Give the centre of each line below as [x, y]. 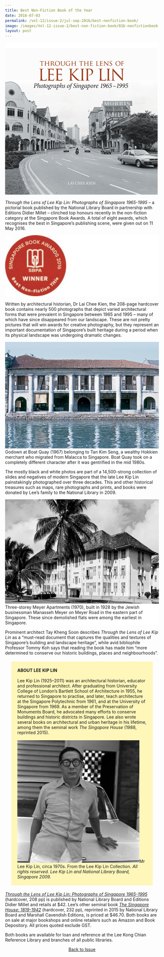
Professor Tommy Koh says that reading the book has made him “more [76, 648]
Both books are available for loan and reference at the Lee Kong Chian [76, 935]
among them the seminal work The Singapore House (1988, [77, 728]
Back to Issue [82, 950]
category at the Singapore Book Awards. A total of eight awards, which [76, 218]
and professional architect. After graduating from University [77, 686]
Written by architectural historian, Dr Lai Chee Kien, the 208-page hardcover [82, 304]
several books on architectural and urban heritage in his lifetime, [82, 722]
